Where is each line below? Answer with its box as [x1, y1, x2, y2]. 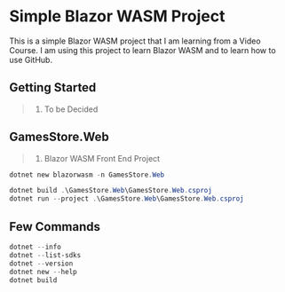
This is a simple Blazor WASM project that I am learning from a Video [9, 36, 261, 46]
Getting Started [9, 80, 97, 95]
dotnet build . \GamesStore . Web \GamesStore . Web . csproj [9, 186, 213, 195]
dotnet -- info [9, 242, 62, 251]
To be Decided [44, 104, 99, 114]
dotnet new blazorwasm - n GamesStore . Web [9, 170, 165, 179]
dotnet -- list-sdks [9, 250, 82, 259]
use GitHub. [9, 54, 53, 65]
